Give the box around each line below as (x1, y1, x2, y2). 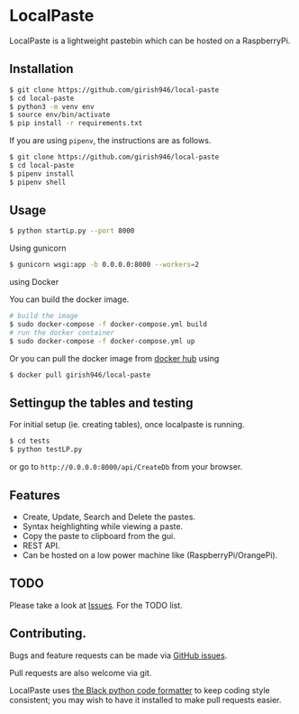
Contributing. (9, 626, 87, 641)
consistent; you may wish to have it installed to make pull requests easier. (9, 694, 282, 705)
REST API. (22, 540, 60, 551)
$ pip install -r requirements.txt (9, 119, 143, 128)
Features (9, 488, 60, 503)
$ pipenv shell (9, 178, 67, 187)
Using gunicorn (9, 243, 67, 253)
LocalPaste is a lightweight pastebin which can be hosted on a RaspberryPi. (9, 35, 291, 46)
